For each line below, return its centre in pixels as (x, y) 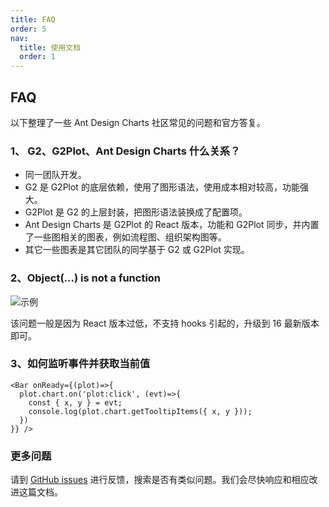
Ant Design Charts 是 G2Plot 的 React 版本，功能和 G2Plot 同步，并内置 (172, 225)
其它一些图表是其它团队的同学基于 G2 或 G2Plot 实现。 (137, 250)
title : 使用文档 (50, 47)
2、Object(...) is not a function (86, 278)
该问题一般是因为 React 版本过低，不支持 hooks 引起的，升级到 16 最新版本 (165, 323)
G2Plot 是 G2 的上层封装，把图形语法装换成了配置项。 (136, 212)
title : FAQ (33, 19)
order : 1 (37, 57)
